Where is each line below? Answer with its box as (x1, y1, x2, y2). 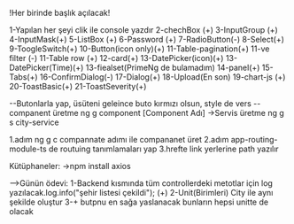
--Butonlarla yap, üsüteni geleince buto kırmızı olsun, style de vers (9, 98, 252, 109)
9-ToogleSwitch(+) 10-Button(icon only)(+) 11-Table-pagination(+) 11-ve (9, 43, 270, 54)
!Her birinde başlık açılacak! (9, 8, 111, 18)
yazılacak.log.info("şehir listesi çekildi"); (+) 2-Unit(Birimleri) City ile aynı (9, 188, 274, 197)
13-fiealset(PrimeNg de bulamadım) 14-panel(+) (85, 62, 260, 73)
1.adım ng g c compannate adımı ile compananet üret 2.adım (9, 135, 229, 144)
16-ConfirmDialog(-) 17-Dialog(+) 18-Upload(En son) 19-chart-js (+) (39, 72, 286, 82)
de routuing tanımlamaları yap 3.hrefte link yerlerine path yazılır (48, 143, 279, 154)
